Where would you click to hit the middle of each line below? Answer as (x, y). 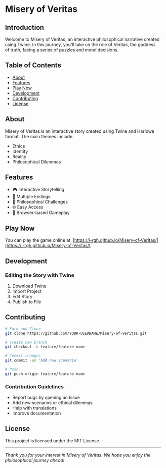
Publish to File (26, 302)
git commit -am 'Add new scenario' (42, 361)
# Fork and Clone (23, 329)
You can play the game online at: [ (40, 240)
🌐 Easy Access (28, 207)
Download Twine (29, 286)
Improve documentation (37, 413)
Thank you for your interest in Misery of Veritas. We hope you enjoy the (78, 455)
